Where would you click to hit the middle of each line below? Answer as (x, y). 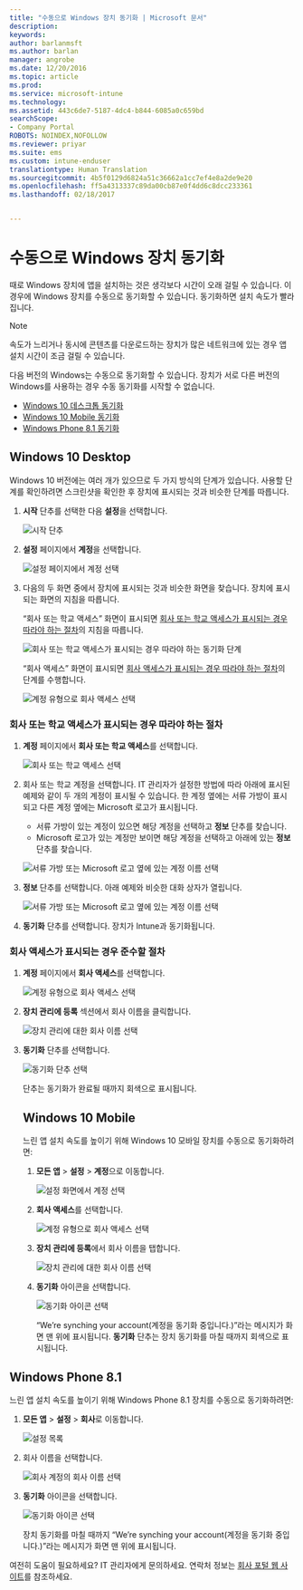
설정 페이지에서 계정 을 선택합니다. (82, 549)
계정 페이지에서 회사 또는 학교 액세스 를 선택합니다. (110, 746)
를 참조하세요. (48, 1576)
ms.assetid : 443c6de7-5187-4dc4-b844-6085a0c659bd (107, 111)
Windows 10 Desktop (70, 457)
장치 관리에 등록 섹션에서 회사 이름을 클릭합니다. (107, 1012)
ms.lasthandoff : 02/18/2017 (62, 195)
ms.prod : (26, 85)
